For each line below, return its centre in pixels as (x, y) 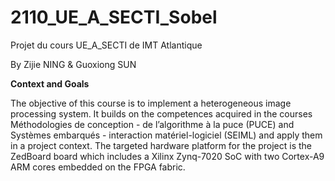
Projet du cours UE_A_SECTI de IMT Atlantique (106, 45)
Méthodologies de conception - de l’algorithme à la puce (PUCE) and (152, 124)
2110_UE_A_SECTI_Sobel (114, 17)
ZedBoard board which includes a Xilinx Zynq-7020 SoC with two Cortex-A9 (167, 156)
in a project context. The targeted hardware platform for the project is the (161, 145)
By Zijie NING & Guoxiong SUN (73, 64)
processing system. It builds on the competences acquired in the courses (161, 113)
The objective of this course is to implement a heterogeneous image (151, 103)
